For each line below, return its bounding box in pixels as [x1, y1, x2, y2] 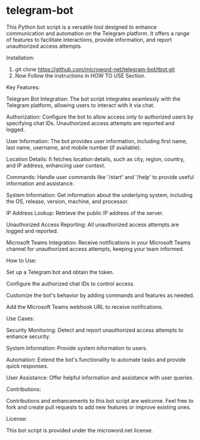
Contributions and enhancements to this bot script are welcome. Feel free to [6, 397, 194, 404]
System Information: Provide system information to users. [6, 344, 148, 351]
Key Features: [6, 83, 40, 90]
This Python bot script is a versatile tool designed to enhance [6, 23, 157, 31]
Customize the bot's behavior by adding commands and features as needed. [6, 292, 195, 299]
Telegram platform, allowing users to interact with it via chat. [6, 101, 155, 108]
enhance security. [6, 333, 51, 340]
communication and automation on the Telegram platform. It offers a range [6, 29, 190, 37]
